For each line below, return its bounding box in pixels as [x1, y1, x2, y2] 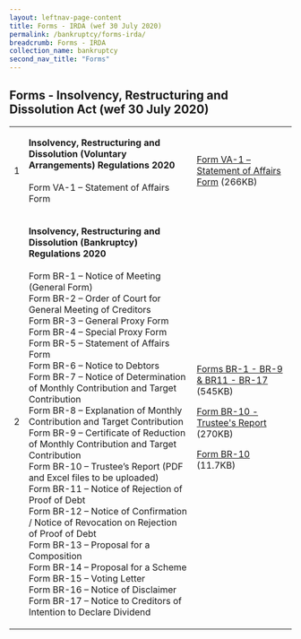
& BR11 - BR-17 [196, 374, 269, 386]
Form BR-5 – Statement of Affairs [28, 337, 170, 350]
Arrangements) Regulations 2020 [28, 159, 176, 171]
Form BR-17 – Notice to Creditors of [28, 594, 182, 607]
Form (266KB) [196, 176, 258, 188]
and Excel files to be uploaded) [28, 471, 159, 484]
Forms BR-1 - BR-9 [196, 362, 284, 375]
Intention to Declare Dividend [28, 606, 151, 618]
